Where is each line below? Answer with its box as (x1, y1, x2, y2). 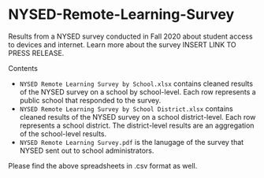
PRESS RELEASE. (8, 48, 65, 57)
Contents (8, 63, 38, 72)
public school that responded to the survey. (19, 95, 162, 105)
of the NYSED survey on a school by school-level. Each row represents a (19, 87, 256, 96)
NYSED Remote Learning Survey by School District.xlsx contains (19, 104, 234, 113)
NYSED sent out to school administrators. (19, 146, 154, 155)
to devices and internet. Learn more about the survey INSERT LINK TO (8, 39, 236, 49)
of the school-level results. (19, 128, 107, 139)
